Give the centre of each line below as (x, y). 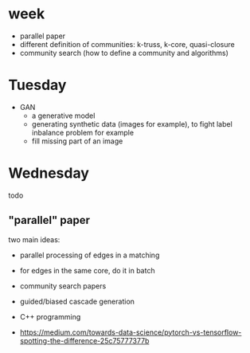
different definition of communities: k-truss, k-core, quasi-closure (127, 44)
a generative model (63, 116)
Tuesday (37, 85)
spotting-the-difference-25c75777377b (84, 340)
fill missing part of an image (77, 141)
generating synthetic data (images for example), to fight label (132, 124)
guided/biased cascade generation (77, 301)
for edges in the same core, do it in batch (87, 270)
